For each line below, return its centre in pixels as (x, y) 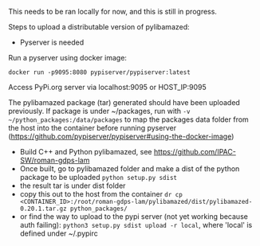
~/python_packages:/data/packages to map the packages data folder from (128, 119)
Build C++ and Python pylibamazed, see (86, 152)
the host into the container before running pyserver (93, 128)
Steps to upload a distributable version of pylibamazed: (99, 27)
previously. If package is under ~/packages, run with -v (99, 111)
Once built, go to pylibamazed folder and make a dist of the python (130, 169)
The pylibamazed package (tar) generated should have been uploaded (124, 102)
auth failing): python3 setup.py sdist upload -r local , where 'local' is (136, 225)
